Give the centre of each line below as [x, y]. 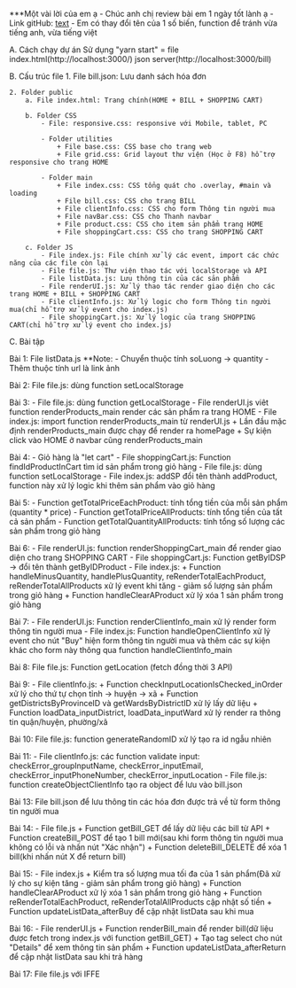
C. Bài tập [27, 342]
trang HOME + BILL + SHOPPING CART [75, 294]
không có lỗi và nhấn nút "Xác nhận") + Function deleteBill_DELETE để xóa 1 [148, 847]
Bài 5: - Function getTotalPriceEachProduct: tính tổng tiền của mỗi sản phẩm [148, 502]
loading [23, 193]
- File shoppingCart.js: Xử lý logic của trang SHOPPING [148, 317]
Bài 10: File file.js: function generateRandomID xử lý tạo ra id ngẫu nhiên [140, 739]
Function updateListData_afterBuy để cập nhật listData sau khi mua [132, 911]
